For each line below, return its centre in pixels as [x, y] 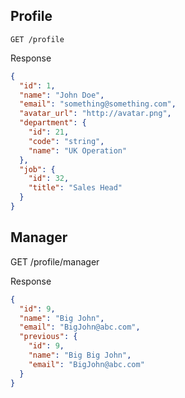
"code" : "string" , [66, 141]
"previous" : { [48, 337]
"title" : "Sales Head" [75, 188]
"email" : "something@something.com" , [98, 104]
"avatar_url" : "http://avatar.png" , [95, 114]
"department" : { [53, 123]
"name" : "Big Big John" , [80, 355]
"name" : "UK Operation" [78, 150]
